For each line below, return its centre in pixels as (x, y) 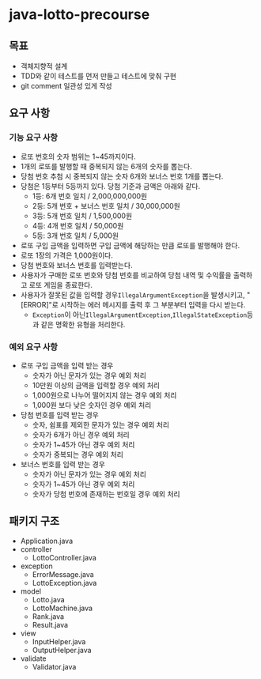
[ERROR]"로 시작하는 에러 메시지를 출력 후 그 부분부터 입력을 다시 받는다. (133, 304)
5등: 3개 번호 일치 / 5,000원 (76, 236)
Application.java (47, 541)
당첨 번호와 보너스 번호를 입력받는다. (76, 265)
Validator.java (54, 666)
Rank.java (48, 616)
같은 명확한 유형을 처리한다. (83, 324)
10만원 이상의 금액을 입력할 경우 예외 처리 (96, 385)
